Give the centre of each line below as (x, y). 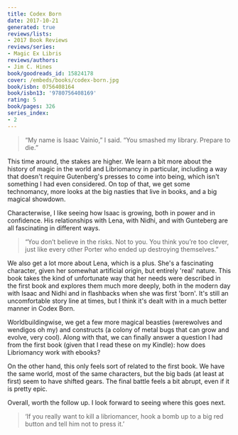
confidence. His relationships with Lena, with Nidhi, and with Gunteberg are (118, 220)
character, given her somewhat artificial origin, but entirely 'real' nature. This (119, 270)
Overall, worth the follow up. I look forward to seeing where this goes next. (117, 402)
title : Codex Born (34, 14)
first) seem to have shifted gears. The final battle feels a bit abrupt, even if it (118, 381)
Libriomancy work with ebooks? (54, 352)
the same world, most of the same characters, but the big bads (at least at (116, 373)
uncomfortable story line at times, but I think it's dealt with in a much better (117, 301)
